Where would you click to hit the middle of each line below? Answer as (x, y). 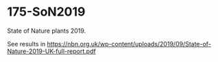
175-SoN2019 (46, 12)
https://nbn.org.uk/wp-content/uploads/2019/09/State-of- (129, 44)
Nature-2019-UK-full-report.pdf (51, 51)
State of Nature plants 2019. (47, 31)
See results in (26, 44)
